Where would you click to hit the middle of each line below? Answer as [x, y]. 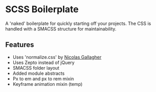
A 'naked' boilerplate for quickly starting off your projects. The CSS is [78, 23]
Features [20, 45]
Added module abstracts [38, 73]
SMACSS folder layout [36, 68]
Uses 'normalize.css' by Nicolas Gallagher [57, 57]
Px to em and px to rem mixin [43, 79]
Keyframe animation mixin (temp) [47, 84]
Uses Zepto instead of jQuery [44, 63]
